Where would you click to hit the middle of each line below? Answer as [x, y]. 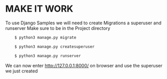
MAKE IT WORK [39, 9]
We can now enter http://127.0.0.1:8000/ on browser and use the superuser [84, 65]
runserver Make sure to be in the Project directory [58, 28]
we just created [22, 71]
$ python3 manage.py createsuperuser [55, 47]
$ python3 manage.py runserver [48, 56]
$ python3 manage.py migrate [45, 37]
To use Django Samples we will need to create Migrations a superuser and [83, 23]
